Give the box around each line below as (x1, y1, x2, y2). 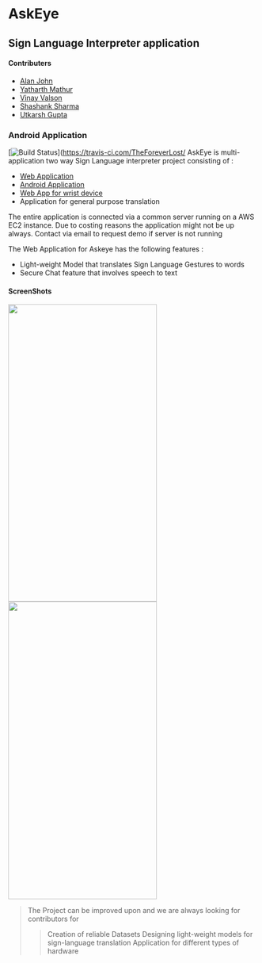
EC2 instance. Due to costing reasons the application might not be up (8, 221, 235, 230)
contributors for (27, 914, 79, 924)
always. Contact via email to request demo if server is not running (8, 229, 223, 239)
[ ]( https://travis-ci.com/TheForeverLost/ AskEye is (8, 148, 219, 157)
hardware (47, 946, 79, 956)
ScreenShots (8, 286, 52, 296)
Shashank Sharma (19, 101, 80, 111)
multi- (220, 148, 241, 157)
